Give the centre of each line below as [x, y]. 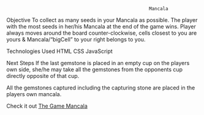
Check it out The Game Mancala [47, 106]
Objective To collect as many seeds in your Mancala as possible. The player [102, 20]
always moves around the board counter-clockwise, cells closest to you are [102, 33]
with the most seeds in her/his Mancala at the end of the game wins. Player [101, 26]
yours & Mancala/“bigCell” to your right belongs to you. [76, 39]
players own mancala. [34, 94]
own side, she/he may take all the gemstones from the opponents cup [94, 69]
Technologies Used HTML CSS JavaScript [60, 51]
